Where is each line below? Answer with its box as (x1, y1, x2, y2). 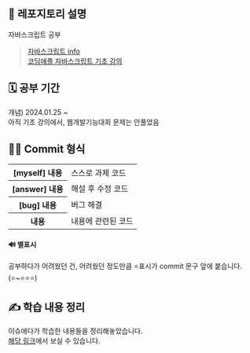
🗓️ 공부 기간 (8, 82, 61, 95)
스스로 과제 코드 (70, 167, 127, 178)
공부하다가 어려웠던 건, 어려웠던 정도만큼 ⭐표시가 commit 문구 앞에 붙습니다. (8, 261, 242, 270)
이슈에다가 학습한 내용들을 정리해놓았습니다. (8, 326, 143, 336)
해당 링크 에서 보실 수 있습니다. (8, 336, 101, 346)
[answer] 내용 (12, 184, 64, 195)
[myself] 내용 (13, 167, 63, 178)
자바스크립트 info (27, 46, 80, 56)
